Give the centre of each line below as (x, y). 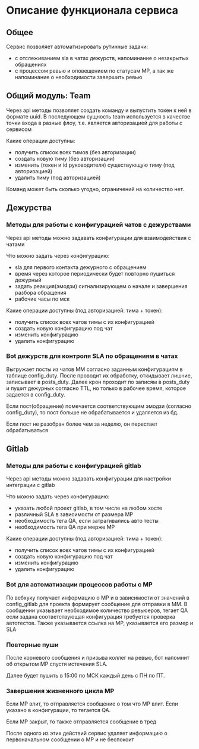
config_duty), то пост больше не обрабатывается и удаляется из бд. (92, 412)
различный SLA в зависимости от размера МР (74, 514)
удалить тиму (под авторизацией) (58, 177)
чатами (15, 244)
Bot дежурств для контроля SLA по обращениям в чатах (92, 356)
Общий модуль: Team (48, 96)
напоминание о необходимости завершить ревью (78, 77)
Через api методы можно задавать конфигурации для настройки (89, 479)
